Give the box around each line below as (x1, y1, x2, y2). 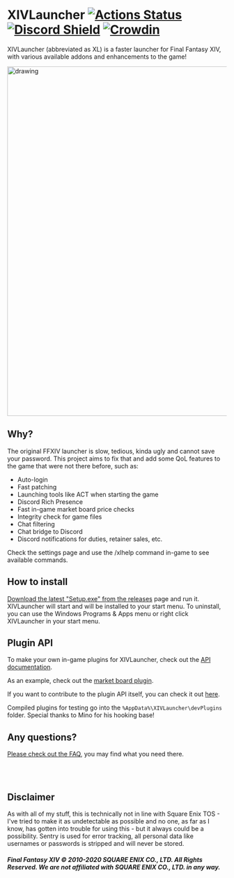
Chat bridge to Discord (17, 527, 83, 535)
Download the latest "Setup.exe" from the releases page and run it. (7, 594, 200, 603)
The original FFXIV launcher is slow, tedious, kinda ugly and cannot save (7, 447, 215, 455)
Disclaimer (7, 791, 55, 803)
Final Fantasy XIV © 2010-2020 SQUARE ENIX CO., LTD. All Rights (7, 855, 203, 863)
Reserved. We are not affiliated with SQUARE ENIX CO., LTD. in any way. (7, 863, 221, 871)
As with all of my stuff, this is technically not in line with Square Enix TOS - (7, 809, 221, 818)
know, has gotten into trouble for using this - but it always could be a (7, 825, 204, 833)
